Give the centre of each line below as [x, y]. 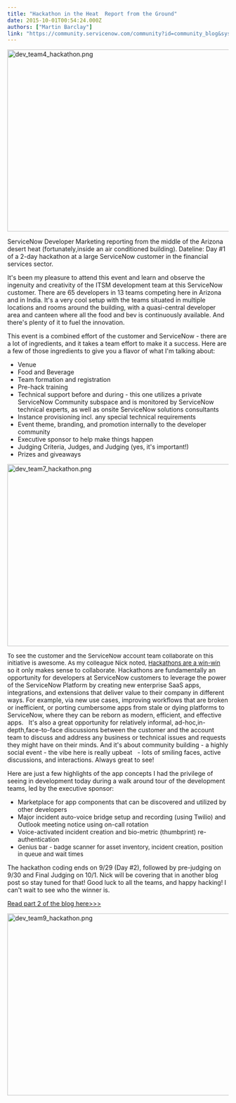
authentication [38, 840]
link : [15, 33]
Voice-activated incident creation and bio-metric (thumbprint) [107, 832]
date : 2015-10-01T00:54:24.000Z [54, 20]
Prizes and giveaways [49, 454]
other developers [42, 810]
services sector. [31, 264]
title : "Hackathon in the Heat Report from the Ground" [92, 14]
